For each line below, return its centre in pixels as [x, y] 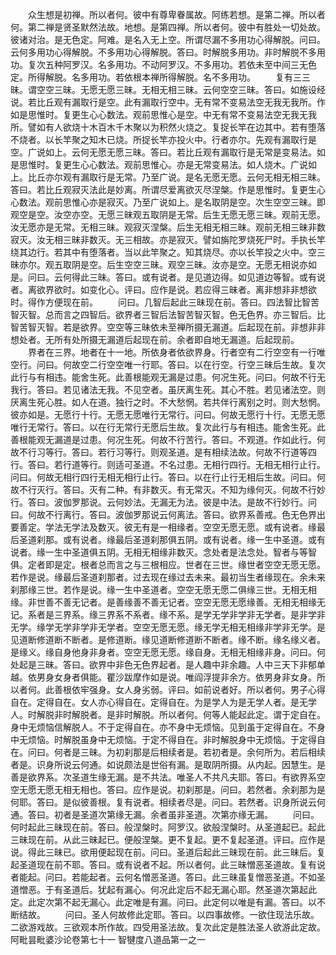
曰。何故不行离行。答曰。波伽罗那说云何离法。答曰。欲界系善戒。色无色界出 [168, 514]
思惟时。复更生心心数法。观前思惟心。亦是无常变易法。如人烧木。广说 [163, 164]
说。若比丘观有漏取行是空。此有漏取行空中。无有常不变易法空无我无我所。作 [168, 102]
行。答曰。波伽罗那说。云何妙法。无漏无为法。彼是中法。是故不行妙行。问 [163, 502]
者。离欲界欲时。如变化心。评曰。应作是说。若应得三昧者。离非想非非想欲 [163, 289]
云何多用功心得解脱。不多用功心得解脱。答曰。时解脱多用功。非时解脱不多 [163, 52]
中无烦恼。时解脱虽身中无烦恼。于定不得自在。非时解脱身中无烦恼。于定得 [163, 739]
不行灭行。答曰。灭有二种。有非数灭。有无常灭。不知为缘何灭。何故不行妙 [172, 489]
